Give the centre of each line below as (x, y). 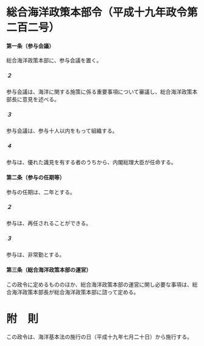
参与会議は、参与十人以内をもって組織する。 (62, 131)
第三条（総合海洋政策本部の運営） (49, 270)
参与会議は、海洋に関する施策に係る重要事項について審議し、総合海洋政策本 (102, 92)
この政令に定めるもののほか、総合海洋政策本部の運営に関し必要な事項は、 (99, 284)
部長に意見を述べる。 (33, 99)
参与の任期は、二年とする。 (41, 192)
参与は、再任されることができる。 (49, 223)
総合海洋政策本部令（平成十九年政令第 (102, 12)
